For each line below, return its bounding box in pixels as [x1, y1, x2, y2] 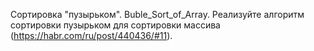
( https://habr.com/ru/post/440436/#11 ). [10, 30, 173, 41]
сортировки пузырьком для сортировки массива [10, 19, 221, 31]
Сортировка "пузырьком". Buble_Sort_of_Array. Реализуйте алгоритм [10, 9, 305, 20]
